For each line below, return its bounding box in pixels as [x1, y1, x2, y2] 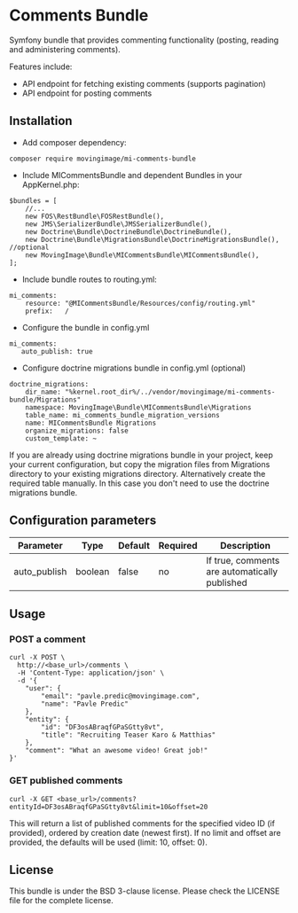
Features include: [9, 61, 73, 72]
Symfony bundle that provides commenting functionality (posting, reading [9, 35, 279, 45]
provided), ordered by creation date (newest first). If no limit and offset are [9, 827, 281, 838]
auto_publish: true [20, 347, 93, 355]
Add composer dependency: [21, 137, 127, 147]
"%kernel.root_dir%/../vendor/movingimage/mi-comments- [65, 387, 276, 396]
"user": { [25, 684, 62, 693]
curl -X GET [9, 794, 53, 803]
